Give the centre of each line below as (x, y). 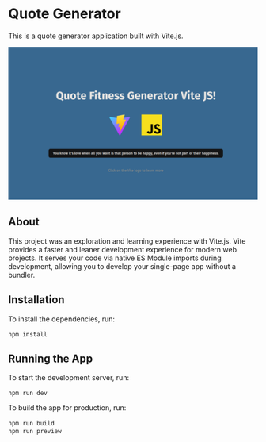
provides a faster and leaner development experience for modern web (123, 249)
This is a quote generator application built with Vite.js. (96, 36)
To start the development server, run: (68, 378)
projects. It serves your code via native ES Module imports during (115, 258)
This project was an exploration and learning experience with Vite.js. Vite (127, 241)
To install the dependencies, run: (62, 319)
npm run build (32, 424)
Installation (36, 300)
